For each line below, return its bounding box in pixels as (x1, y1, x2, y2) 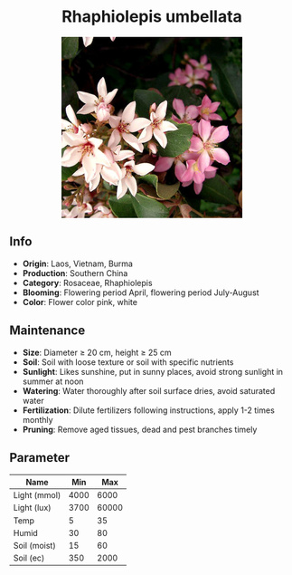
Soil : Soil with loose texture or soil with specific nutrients (22, 356, 234, 368)
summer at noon (22, 376, 84, 387)
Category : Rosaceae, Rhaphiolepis (22, 277, 153, 288)
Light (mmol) (13, 490, 61, 501)
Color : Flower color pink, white (22, 296, 138, 307)
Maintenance (9, 323, 86, 339)
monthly (22, 414, 53, 425)
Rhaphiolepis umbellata (61, 6, 242, 27)
